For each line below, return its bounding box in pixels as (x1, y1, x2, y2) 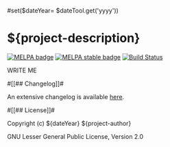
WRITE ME (7, 66, 38, 75)
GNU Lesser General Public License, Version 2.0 (7, 132, 144, 140)
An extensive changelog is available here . (7, 92, 125, 101)
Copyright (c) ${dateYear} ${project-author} (7, 119, 132, 127)
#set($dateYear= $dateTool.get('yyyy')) (7, 7, 119, 14)
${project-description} (7, 31, 141, 46)
